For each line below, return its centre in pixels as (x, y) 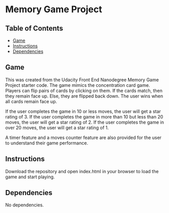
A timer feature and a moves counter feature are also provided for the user (83, 137)
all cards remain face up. (31, 101)
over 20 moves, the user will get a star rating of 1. (57, 127)
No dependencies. (25, 205)
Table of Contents (34, 28)
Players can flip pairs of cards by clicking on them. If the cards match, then (84, 90)
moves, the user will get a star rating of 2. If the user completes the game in (85, 122)
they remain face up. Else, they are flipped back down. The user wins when (84, 96)
